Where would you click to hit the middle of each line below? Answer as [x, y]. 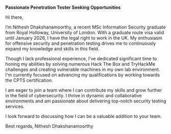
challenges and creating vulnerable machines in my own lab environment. [83, 69]
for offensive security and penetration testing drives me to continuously [81, 43]
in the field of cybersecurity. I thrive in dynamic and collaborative [74, 96]
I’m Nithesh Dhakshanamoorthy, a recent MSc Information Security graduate [86, 27]
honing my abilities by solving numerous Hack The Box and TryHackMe [80, 64]
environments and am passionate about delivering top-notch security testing [86, 101]
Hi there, [14, 17]
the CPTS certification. [29, 80]
